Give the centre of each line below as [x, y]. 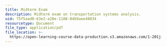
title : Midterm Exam [27, 10]
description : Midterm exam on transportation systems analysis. [73, 14]
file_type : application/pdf [34, 28]
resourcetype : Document [30, 23]
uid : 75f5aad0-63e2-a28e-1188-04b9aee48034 [51, 19]
